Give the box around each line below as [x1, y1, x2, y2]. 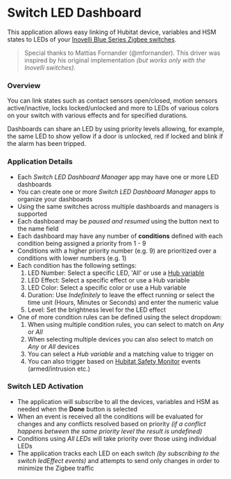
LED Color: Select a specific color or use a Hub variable [27, 283, 187, 292]
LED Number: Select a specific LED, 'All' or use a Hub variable [27, 269, 205, 277]
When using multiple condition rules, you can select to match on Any [27, 320, 224, 328]
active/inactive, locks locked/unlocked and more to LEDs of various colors [7, 104, 219, 112]
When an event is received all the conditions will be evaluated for [17, 412, 203, 421]
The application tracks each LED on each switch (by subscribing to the [17, 449, 220, 457]
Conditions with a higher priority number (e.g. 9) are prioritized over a [17, 246, 217, 255]
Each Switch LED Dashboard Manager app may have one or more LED [17, 172, 219, 181]
